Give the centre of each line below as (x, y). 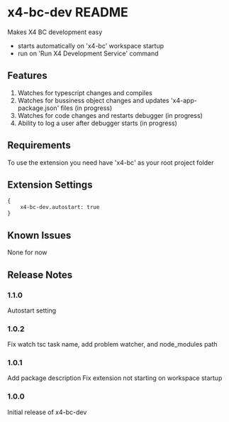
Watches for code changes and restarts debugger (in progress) (110, 115)
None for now (27, 252)
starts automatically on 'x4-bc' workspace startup (91, 45)
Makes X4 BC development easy (55, 32)
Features (27, 76)
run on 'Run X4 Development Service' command (88, 53)
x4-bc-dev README (68, 12)
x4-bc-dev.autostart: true (60, 207)
